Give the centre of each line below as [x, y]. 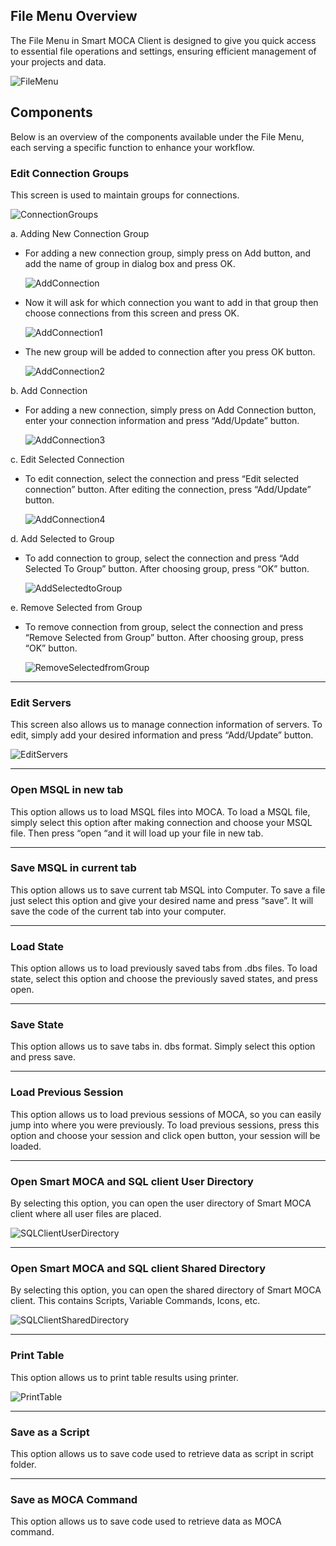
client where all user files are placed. [86, 1213]
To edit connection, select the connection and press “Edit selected [162, 478]
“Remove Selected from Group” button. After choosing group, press [164, 637]
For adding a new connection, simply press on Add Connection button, [170, 410]
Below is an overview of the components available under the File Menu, [157, 136]
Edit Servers [41, 702]
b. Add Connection [49, 390]
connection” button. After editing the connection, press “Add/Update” [168, 489]
